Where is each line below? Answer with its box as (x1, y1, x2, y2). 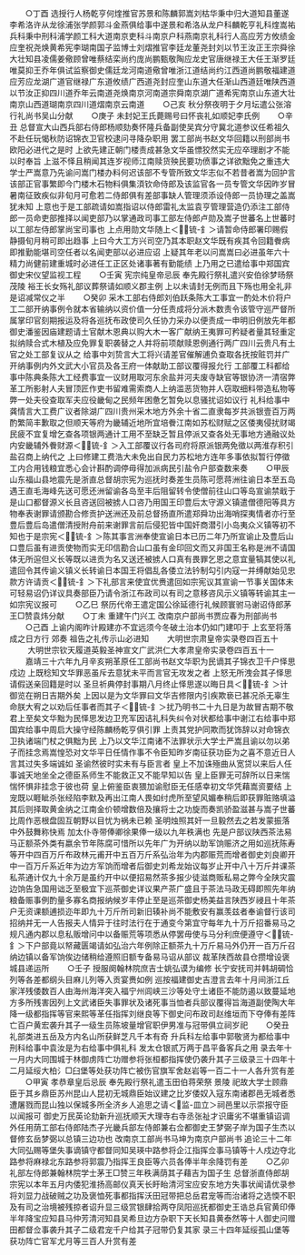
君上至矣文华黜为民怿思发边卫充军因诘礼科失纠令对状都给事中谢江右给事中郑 (9, 713, 296, 723)
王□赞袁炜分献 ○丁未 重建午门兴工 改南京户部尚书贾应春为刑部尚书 (9, 610, 278, 621)
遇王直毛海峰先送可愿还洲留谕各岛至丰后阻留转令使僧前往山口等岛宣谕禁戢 (9, 486, 288, 496)
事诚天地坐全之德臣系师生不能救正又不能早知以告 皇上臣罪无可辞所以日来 (9, 769, 282, 780)
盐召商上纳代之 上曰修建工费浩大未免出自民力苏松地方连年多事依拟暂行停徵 (9, 451, 290, 462)
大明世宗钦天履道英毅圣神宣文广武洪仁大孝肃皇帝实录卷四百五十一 (26, 645, 274, 655)
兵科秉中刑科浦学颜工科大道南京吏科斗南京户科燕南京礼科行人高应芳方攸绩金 (9, 31, 296, 41)
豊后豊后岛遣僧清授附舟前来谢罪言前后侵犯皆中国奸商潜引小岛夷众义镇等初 (9, 519, 288, 530)
